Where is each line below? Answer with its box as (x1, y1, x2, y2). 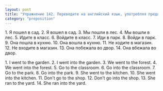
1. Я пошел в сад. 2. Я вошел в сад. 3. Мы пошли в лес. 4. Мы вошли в (5, 30, 150, 36)
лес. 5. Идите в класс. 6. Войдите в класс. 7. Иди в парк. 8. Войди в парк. (5, 35, 157, 40)
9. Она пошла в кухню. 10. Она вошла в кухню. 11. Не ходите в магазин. (5, 40, 153, 46)
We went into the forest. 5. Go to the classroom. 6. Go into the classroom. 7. (5, 65, 156, 71)
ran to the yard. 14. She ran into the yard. (5, 80, 86, 86)
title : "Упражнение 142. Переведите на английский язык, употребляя (5, 12, 147, 17)
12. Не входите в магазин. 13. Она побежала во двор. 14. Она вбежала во (5, 45, 157, 51)
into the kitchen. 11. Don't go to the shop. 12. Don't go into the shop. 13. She (5, 75, 156, 81)
